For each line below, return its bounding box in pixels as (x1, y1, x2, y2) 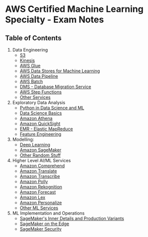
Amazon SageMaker (19, 147, 62, 153)
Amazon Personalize (19, 200, 62, 205)
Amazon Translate (19, 168, 57, 174)
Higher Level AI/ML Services (12, 158, 71, 163)
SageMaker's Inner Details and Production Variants (19, 216, 124, 221)
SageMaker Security (19, 226, 62, 232)
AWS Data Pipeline (19, 73, 58, 79)
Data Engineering (12, 47, 48, 53)
